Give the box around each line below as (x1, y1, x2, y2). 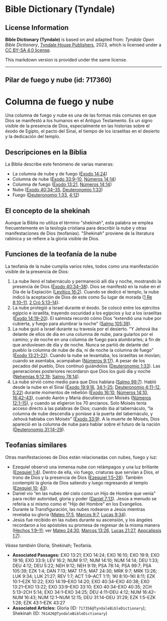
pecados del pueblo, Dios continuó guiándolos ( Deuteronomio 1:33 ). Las (12, 363, 161, 369)
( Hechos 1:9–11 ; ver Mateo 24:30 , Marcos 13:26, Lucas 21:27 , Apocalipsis (12, 527, 162, 533)
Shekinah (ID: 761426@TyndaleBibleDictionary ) (12, 610, 108, 616)
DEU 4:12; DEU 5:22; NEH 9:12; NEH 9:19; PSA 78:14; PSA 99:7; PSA (12, 562, 152, 569)
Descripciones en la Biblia (5, 148, 87, 156)
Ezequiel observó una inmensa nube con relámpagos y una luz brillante (12, 464, 159, 469)
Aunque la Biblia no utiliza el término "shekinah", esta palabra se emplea (5, 219, 153, 225)
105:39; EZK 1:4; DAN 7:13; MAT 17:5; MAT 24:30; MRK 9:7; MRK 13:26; (12, 568, 158, 574)
